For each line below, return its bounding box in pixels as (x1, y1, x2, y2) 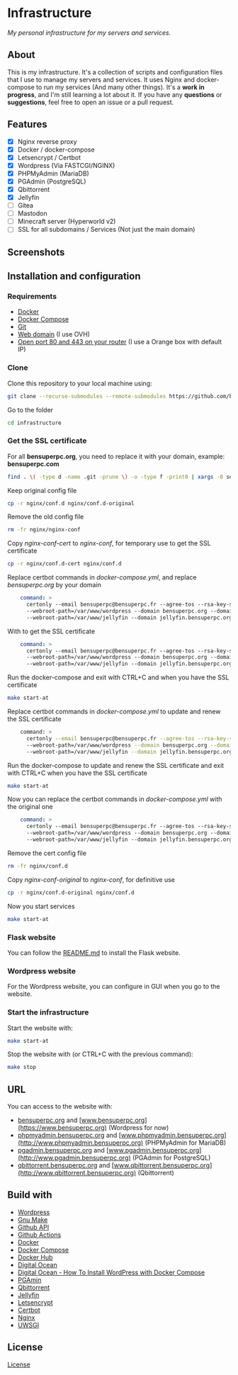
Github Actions (17, 1230, 62, 1239)
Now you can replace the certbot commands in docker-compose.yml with (7, 795, 222, 803)
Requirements (7, 292, 57, 302)
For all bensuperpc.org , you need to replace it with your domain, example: (7, 452, 225, 460)
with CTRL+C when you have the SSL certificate (7, 769, 147, 777)
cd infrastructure (7, 419, 62, 426)
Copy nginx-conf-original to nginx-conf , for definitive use (7, 875, 176, 883)
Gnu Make (17, 1215, 48, 1223)
